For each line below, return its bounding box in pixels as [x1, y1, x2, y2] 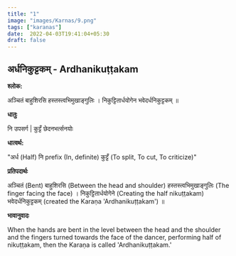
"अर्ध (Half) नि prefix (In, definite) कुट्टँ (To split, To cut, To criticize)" [7, 152, 197, 161]
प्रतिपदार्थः [7, 167, 28, 175]
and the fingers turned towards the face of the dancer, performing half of [7, 233, 222, 241]
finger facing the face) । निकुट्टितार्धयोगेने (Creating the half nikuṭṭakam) [7, 189, 205, 197]
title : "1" [7, 10, 40, 18]
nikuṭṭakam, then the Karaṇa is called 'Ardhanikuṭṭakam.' [7, 240, 172, 249]
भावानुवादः [7, 211, 30, 220]
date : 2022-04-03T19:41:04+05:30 [7, 30, 110, 38]
